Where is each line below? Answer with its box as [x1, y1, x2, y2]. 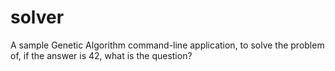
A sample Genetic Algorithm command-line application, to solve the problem [10, 39, 325, 51]
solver [10, 6, 65, 29]
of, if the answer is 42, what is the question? [10, 49, 193, 61]
